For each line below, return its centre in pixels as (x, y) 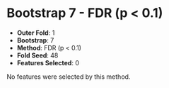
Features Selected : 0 (48, 62)
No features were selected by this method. (69, 77)
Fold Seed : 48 (37, 55)
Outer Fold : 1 (36, 33)
